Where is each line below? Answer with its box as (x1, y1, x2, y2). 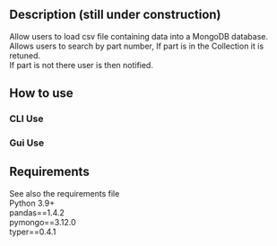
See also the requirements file (9, 188, 120, 198)
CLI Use (9, 112, 44, 125)
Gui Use (9, 136, 45, 149)
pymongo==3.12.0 (9, 216, 76, 227)
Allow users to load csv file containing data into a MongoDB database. (9, 31, 269, 41)
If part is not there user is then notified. (9, 59, 154, 70)
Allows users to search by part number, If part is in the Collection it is (9, 40, 264, 51)
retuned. (9, 49, 41, 61)
